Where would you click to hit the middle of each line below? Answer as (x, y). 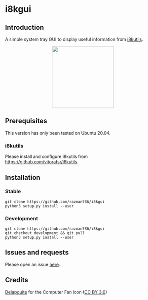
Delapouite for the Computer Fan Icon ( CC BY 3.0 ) (56, 292)
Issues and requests (37, 253)
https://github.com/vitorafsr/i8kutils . (42, 162)
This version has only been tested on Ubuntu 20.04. (58, 133)
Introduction (25, 27)
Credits (17, 280)
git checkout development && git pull (45, 233)
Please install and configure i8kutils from (46, 156)
